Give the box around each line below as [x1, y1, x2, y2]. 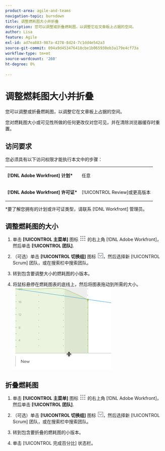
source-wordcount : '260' [5, 56, 58, 61]
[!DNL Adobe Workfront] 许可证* [7, 189, 78, 195]
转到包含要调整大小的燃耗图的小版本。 [12, 271, 92, 277]
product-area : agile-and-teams [5, 8, 71, 13]
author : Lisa [5, 29, 33, 35]
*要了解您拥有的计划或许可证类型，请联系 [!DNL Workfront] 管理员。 [5, 206, 147, 212]
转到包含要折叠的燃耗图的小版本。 [12, 429, 84, 435]
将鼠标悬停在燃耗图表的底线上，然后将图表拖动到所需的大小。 [12, 281, 141, 288]
